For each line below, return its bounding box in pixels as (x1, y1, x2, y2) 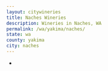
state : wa (6, 32, 32, 38)
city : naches (6, 43, 39, 49)
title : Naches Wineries (6, 15, 67, 21)
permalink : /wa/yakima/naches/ (6, 25, 86, 32)
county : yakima (6, 37, 45, 43)
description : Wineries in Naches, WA (6, 20, 102, 26)
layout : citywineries (6, 8, 61, 15)
